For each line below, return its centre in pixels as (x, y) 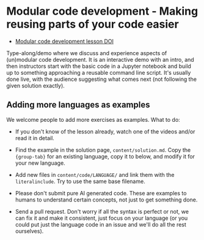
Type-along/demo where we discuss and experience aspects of (87, 53)
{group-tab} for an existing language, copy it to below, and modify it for (105, 156)
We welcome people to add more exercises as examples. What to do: (93, 119)
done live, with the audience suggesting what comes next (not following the (102, 79)
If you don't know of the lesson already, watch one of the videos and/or (105, 131)
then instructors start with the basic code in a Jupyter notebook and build (99, 66)
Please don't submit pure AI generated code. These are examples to (101, 193)
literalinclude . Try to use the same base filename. (80, 181)
